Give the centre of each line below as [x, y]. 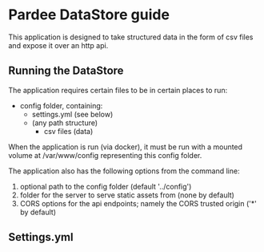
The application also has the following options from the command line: [124, 171]
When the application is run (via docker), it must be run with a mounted [125, 147]
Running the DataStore [66, 71]
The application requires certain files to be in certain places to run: [118, 90]
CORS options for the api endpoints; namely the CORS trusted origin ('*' [138, 203]
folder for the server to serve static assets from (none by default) [127, 195]
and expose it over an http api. [58, 45]
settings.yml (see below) [72, 114]
